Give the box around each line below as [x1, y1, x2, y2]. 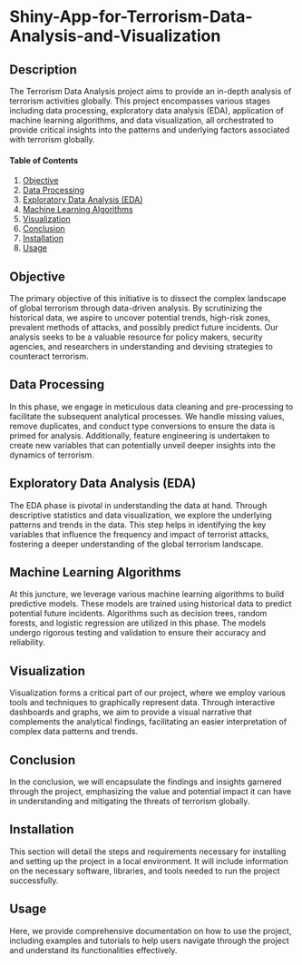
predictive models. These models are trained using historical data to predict [9, 598, 292, 609]
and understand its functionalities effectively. [9, 944, 178, 955]
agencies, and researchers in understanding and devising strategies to [9, 341, 274, 352]
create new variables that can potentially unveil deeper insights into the [9, 439, 277, 450]
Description [9, 62, 77, 77]
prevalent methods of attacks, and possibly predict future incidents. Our [9, 322, 279, 333]
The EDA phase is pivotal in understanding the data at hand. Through [9, 499, 268, 510]
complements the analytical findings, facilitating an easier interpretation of [9, 716, 287, 727]
